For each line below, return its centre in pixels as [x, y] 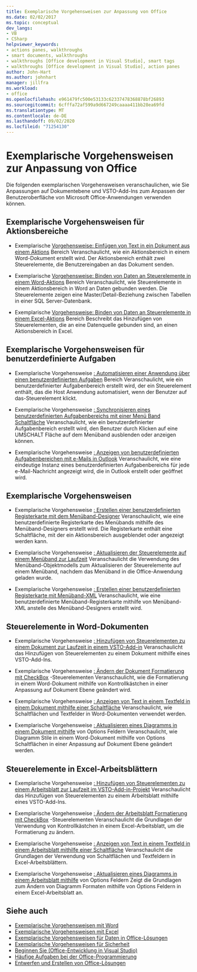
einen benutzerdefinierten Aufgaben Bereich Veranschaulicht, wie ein [99, 379]
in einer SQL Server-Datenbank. [53, 301]
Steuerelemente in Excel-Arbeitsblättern [82, 769]
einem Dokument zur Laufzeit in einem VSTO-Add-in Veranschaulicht [99, 647]
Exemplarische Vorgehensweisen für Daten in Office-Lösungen [91, 938]
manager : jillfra [27, 83]
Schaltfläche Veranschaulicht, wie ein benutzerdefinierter [84, 422]
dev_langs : [19, 28]
